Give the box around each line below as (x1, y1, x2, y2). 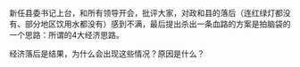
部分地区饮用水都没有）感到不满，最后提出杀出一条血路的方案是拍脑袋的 (24, 19, 291, 29)
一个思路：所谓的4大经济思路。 (9, 30, 125, 40)
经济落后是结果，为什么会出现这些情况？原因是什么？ (9, 48, 205, 59)
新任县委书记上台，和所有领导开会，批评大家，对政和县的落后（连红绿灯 (9, 8, 275, 18)
